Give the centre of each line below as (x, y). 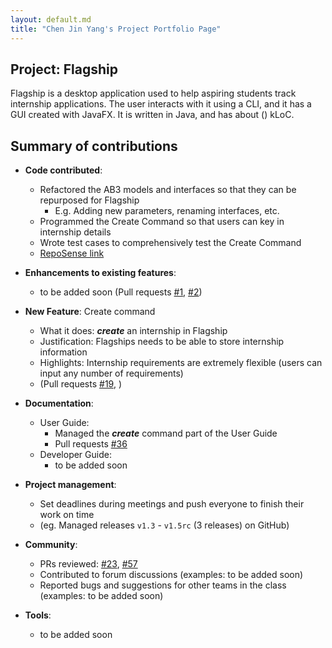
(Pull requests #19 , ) (80, 384)
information (63, 352)
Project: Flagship (64, 69)
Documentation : (59, 403)
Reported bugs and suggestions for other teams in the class (163, 585)
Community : (51, 545)
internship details (75, 232)
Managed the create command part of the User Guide (166, 433)
